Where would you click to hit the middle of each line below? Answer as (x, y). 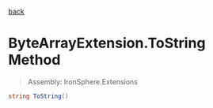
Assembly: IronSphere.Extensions (83, 81)
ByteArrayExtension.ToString (107, 43)
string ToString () (38, 96)
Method (34, 60)
